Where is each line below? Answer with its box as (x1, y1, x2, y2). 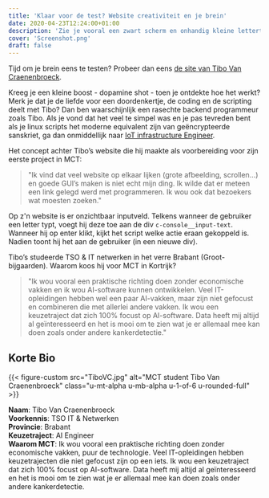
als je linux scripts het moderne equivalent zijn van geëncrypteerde (8, 122, 231, 132)
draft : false (8, 42, 52, 50)
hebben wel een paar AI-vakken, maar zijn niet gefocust (68, 294, 254, 304)
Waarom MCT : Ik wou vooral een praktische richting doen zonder (8, 439, 225, 448)
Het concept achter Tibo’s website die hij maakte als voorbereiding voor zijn (8, 146, 259, 156)
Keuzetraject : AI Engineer (8, 431, 94, 440)
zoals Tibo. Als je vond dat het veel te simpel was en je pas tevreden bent (8, 113, 251, 123)
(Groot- (200, 252, 226, 262)
